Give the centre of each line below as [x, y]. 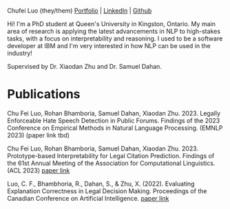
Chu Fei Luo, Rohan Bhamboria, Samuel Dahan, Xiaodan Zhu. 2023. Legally [114, 113]
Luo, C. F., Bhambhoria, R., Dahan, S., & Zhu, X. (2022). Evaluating [101, 184]
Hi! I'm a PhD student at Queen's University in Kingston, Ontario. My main [111, 24]
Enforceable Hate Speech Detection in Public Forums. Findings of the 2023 [114, 120]
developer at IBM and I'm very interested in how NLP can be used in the [109, 46]
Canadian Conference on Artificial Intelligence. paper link [88, 198]
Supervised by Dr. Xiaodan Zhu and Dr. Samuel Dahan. [84, 66]
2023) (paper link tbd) [39, 135]
